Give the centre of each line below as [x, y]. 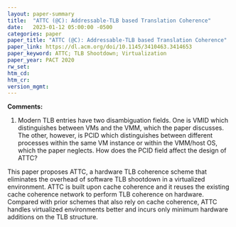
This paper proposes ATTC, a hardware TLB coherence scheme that [107, 172]
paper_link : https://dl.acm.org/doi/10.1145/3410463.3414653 [100, 47]
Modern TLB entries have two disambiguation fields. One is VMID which [123, 121]
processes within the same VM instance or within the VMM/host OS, [118, 143]
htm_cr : [19, 80]
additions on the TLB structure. [53, 217]
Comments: [25, 106]
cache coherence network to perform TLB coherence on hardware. [106, 194]
